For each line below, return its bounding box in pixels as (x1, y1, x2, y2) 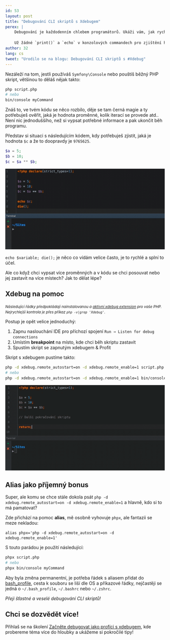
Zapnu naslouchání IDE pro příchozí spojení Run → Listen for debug (12, 328, 154, 334)
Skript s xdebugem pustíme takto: (5, 354, 76, 360)
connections (12, 334, 38, 340)
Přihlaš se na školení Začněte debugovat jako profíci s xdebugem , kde (5, 623, 151, 629)
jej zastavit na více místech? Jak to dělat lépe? (5, 275, 102, 281)
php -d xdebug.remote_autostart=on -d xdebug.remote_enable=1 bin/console (5, 376, 166, 381)
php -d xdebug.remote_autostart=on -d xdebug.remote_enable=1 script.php (5, 364, 164, 370)
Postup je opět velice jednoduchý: (5, 318, 76, 324)
